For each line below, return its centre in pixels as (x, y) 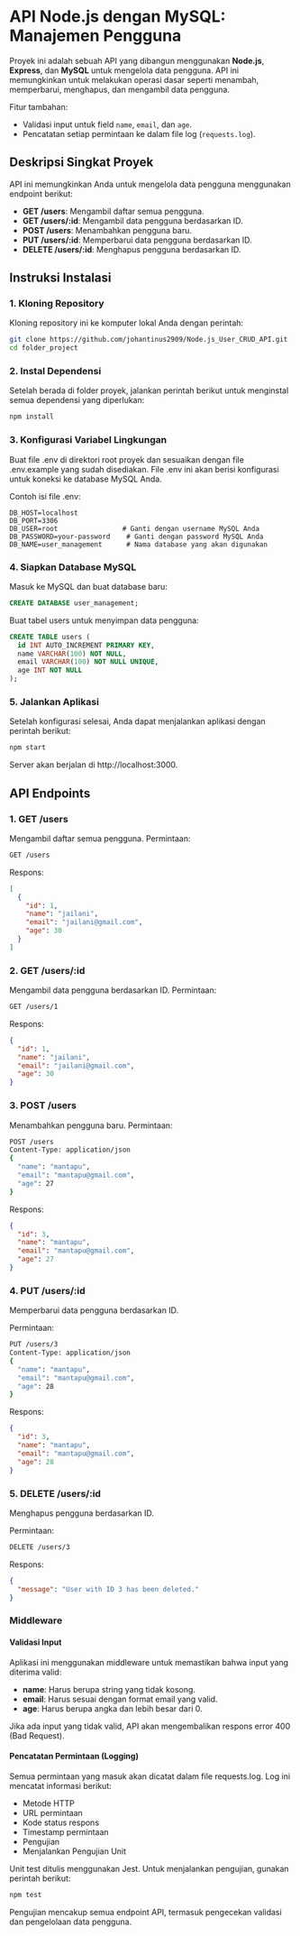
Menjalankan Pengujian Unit (74, 1851)
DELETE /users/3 (40, 1547)
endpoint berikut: (41, 193)
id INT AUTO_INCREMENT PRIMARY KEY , (86, 645)
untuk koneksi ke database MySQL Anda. (86, 479)
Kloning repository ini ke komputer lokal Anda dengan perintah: (127, 323)
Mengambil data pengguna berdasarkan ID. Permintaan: (113, 990)
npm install (32, 417)
